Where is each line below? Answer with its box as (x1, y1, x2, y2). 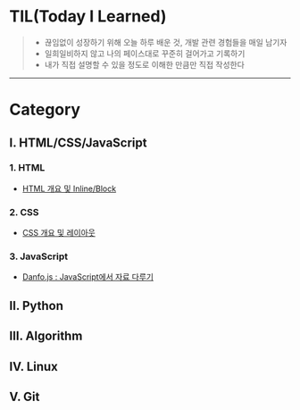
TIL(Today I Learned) (9, 6, 167, 27)
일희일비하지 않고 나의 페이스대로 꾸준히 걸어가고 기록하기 (44, 47, 246, 59)
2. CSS (9, 205, 39, 218)
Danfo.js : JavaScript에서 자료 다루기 (21, 272, 154, 282)
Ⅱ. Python (9, 297, 64, 314)
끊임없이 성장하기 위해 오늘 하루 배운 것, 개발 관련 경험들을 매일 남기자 (44, 37, 287, 47)
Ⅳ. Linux (9, 359, 58, 374)
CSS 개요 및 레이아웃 (21, 228, 96, 238)
